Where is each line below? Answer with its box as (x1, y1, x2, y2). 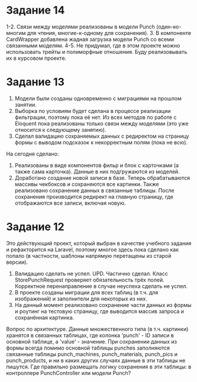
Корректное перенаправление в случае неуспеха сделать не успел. (14, 282, 188, 290)
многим (6, 29, 26, 36)
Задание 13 (6, 75, 65, 89)
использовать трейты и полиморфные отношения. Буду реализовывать (6, 48, 188, 55)
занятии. (14, 101, 37, 108)
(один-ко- (156, 23, 182, 30)
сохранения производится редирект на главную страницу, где (14, 193, 173, 200)
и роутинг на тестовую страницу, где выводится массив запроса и (14, 307, 185, 315)
